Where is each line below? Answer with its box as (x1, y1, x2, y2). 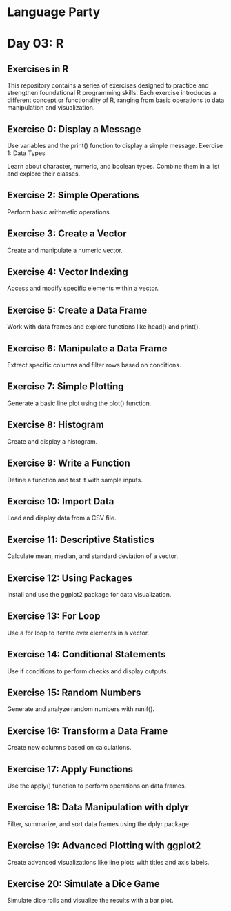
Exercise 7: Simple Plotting (7, 380, 124, 393)
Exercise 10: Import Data (7, 495, 114, 507)
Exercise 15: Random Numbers (7, 686, 141, 698)
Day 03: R (7, 36, 64, 52)
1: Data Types (7, 149, 46, 157)
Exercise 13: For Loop (7, 611, 101, 622)
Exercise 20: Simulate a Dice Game (7, 878, 160, 890)
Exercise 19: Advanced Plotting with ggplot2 (7, 840, 201, 852)
